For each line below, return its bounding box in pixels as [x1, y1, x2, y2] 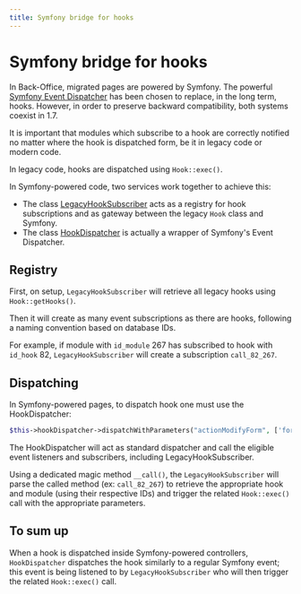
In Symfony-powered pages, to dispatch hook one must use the [9, 400, 245, 410]
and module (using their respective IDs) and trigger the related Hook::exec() [9, 488, 290, 499]
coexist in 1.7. [9, 109, 58, 121]
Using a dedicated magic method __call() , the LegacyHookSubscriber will [9, 469, 279, 480]
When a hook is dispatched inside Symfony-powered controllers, [9, 547, 249, 558]
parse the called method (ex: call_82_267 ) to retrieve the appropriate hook [9, 478, 284, 489]
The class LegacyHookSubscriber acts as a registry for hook [21, 198, 246, 209]
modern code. [9, 146, 62, 157]
